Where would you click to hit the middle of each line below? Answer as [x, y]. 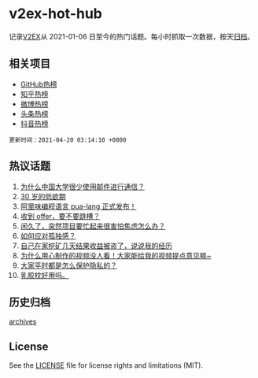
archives [23, 322]
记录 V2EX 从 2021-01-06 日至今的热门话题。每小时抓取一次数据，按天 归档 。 [132, 36]
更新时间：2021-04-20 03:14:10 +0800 [68, 140]
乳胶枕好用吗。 [44, 275]
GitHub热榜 [39, 84]
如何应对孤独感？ [48, 235]
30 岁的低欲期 [43, 196]
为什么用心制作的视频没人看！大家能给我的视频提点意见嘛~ [116, 255]
